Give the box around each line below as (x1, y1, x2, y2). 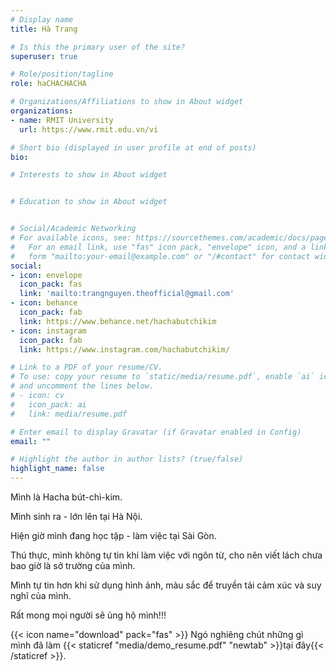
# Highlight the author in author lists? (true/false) (10, 454, 244, 465)
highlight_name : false (10, 464, 105, 474)
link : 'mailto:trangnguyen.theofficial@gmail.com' (19, 289, 235, 299)
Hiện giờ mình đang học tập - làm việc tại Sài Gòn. (10, 530, 217, 541)
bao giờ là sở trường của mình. (10, 560, 136, 571)
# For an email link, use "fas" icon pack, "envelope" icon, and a (10, 242, 307, 252)
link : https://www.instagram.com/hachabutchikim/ (19, 344, 230, 355)
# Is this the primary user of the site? (10, 42, 186, 52)
